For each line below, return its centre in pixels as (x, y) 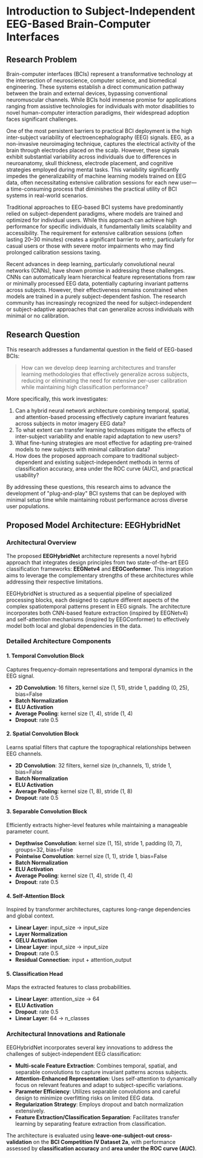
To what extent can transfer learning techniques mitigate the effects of (103, 430)
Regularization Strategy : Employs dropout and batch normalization (99, 1104)
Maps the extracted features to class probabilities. (69, 987)
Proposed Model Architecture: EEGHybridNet (93, 526)
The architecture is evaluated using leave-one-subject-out (80, 1135)
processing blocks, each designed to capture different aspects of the (93, 600)
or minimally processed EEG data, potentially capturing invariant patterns (98, 283)
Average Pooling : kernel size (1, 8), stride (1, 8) (74, 791)
